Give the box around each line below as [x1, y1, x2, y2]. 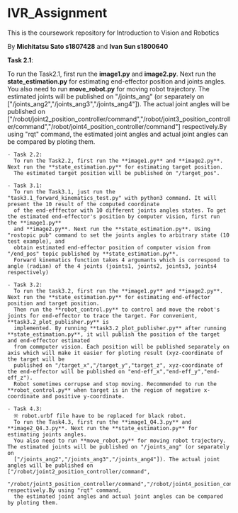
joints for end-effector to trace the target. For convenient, [7, 312, 198, 320]
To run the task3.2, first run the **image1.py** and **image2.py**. [13, 287, 223, 295]
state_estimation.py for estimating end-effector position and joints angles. [7, 77, 226, 86]
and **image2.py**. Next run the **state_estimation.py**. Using [13, 225, 211, 232]
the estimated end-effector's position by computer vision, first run [7, 213, 220, 220]
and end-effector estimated [7, 337, 91, 344]
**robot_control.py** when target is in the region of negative [7, 386, 201, 394]
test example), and [7, 237, 65, 245]
